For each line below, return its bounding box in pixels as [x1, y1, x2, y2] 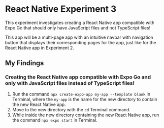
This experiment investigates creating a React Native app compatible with [5, 20, 155, 26]
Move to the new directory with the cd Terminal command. [12, 106, 131, 112]
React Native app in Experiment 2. [5, 45, 74, 51]
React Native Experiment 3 [5, 3, 117, 15]
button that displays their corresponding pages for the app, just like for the [5, 39, 157, 45]
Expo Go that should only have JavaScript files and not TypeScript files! [5, 25, 151, 30]
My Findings [5, 59, 44, 67]
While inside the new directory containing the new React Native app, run [12, 112, 159, 118]
